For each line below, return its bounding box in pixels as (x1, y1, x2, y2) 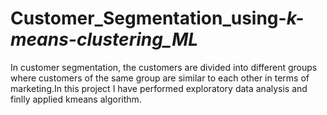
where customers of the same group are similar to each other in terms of (10, 72, 310, 84)
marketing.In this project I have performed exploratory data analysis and (10, 82, 308, 94)
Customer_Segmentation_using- (10, 7, 287, 30)
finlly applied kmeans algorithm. (10, 93, 142, 105)
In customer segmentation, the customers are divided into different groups (10, 61, 318, 73)
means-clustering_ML (10, 28, 199, 51)
